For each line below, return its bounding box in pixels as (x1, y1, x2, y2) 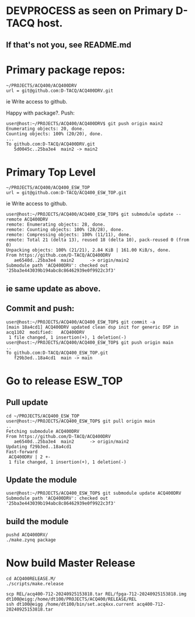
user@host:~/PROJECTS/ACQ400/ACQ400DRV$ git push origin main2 (6, 120, 163, 126)
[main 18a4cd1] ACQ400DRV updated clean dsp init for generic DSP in (6, 324, 179, 330)
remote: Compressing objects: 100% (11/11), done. (6, 232, 132, 238)
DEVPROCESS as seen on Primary (6, 4, 173, 18)
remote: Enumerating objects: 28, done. (6, 222, 106, 228)
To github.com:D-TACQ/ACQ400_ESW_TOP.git (6, 350, 109, 356)
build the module (6, 516, 69, 526)
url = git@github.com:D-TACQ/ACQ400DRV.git (6, 88, 114, 94)
